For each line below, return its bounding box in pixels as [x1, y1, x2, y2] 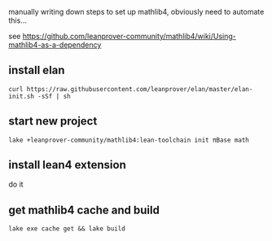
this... [8, 15, 27, 25]
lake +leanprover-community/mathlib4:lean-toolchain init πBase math [8, 136, 250, 144]
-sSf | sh [37, 92, 71, 100]
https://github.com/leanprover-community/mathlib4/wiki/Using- [22, 32, 236, 41]
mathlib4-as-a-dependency [8, 40, 102, 50]
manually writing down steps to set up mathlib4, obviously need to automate [8, 7, 265, 16]
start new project [8, 114, 98, 129]
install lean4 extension [8, 158, 126, 172]
